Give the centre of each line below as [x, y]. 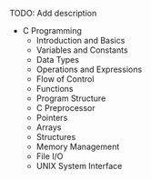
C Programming [52, 30]
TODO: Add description [53, 13]
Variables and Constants [82, 50]
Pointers [52, 118]
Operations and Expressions [89, 69]
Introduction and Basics [81, 40]
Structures [56, 137]
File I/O [50, 156]
